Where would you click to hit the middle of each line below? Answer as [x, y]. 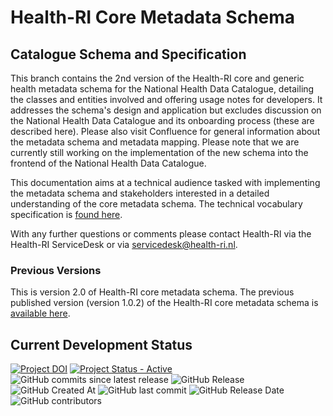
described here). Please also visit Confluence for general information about [165, 131]
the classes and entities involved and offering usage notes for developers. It [166, 99]
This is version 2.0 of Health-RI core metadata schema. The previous [152, 292]
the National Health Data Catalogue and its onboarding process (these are [162, 120]
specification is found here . [66, 214]
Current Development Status [101, 344]
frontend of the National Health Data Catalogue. [108, 163]
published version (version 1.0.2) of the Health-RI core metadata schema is [164, 303]
